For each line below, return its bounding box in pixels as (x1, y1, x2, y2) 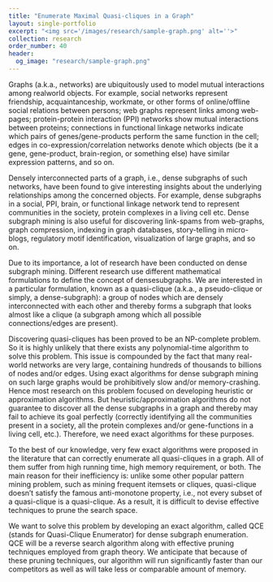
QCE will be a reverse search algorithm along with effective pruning (8, 538, 234, 548)
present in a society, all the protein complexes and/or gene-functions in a (8, 420, 254, 430)
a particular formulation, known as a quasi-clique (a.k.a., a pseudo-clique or (8, 284, 262, 293)
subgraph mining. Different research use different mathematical (8, 266, 221, 276)
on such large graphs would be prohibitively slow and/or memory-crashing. (8, 377, 261, 387)
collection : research (8, 34, 82, 43)
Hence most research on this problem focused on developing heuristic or (8, 385, 253, 395)
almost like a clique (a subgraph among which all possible (8, 310, 201, 319)
